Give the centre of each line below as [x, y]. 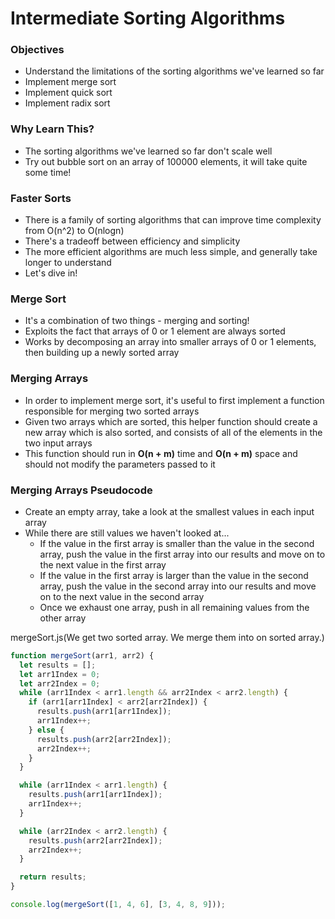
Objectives [37, 50]
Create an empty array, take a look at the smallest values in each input [169, 511]
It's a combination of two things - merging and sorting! [137, 321]
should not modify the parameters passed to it [120, 464]
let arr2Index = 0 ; [60, 683]
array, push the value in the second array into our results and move [178, 586]
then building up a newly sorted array [102, 353]
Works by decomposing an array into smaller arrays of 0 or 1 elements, [170, 342]
